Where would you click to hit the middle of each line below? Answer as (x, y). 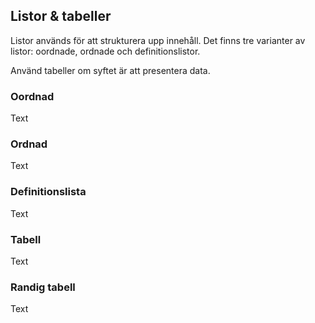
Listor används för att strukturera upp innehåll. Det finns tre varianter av (158, 40)
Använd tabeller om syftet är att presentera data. (110, 70)
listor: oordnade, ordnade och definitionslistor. (105, 51)
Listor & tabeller (61, 16)
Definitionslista (48, 192)
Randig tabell (43, 287)
